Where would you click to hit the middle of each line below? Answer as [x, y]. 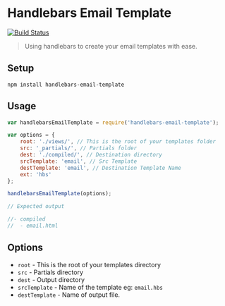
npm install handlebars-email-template [66, 85]
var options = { [31, 135]
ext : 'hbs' [36, 174]
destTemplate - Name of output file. [69, 295]
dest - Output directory [51, 279]
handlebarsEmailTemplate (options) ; [60, 194]
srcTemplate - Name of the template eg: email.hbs [90, 287]
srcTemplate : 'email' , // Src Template [79, 161]
